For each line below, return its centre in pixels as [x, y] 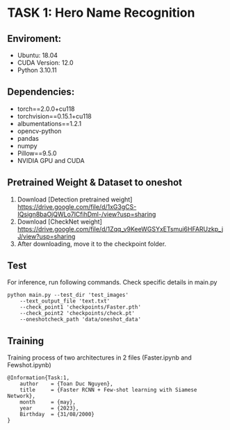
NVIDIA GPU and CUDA [51, 160]
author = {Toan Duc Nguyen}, [66, 384]
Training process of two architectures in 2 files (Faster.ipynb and [100, 358]
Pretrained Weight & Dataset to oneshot [95, 183]
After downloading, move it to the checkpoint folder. [92, 244]
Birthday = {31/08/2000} [57, 415]
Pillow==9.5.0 [37, 153]
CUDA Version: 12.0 [46, 63]
